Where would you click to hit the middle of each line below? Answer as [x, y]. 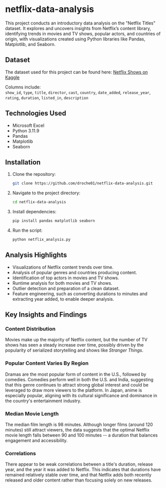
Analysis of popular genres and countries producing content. [75, 272]
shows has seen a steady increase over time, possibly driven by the [75, 345]
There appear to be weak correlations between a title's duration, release [79, 464]
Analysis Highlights [36, 255]
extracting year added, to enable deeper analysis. [63, 299]
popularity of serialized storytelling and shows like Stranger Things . [74, 350]
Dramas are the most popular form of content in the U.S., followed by [76, 374]
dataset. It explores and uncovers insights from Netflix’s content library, [78, 28]
